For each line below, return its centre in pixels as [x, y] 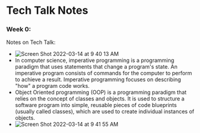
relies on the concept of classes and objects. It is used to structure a [100, 99]
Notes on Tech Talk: [31, 42]
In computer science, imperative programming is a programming [95, 60]
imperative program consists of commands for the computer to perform [103, 73]
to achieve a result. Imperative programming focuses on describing [98, 79]
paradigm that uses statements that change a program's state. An [96, 67]
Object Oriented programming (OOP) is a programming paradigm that [101, 92]
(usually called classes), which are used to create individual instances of [105, 111]
